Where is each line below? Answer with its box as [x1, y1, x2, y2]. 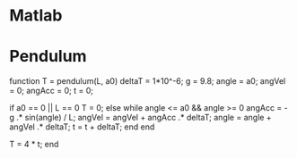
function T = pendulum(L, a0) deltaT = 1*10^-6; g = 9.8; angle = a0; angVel [9, 76, 286, 87]
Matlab [9, 5, 63, 26]
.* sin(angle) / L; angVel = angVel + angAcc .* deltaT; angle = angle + [16, 112, 272, 123]
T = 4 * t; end [9, 139, 59, 150]
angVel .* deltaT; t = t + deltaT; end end [9, 121, 155, 132]
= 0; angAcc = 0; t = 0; [9, 86, 94, 96]
